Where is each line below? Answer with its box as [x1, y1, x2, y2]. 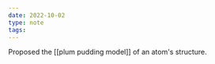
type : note [8, 19, 44, 27]
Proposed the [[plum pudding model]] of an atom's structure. [8, 48, 207, 57]
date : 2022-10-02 [8, 11, 66, 20]
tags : [8, 26, 26, 34]
